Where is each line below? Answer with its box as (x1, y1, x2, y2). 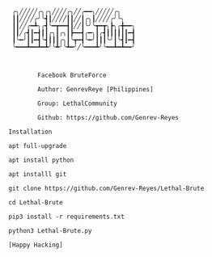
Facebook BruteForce (37, 71, 107, 79)
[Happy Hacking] (8, 241, 63, 249)
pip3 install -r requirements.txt (8, 213, 125, 221)
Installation (8, 128, 53, 136)
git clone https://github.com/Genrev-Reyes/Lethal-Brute (8, 184, 205, 192)
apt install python (8, 156, 74, 164)
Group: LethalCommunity (37, 99, 117, 107)
